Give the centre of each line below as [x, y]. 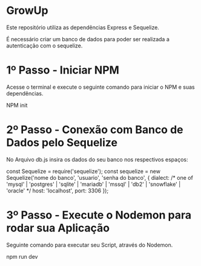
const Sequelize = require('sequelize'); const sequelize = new [83, 171]
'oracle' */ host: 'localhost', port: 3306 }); [58, 190]
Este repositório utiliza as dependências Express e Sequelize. [83, 27]
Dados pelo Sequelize [62, 143]
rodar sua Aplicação [58, 228]
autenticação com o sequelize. [44, 46]
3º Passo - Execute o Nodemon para [99, 215]
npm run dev [22, 256]
